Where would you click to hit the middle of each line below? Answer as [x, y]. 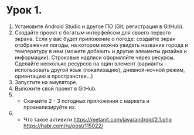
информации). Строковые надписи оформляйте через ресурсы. [95, 57]
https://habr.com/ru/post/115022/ [63, 126]
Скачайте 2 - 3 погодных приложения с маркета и [86, 101]
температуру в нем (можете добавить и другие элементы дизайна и [101, 51]
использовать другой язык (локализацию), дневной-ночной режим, [100, 70]
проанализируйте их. [50, 107]
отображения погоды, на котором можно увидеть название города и [101, 45]
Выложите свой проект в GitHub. [55, 88]
